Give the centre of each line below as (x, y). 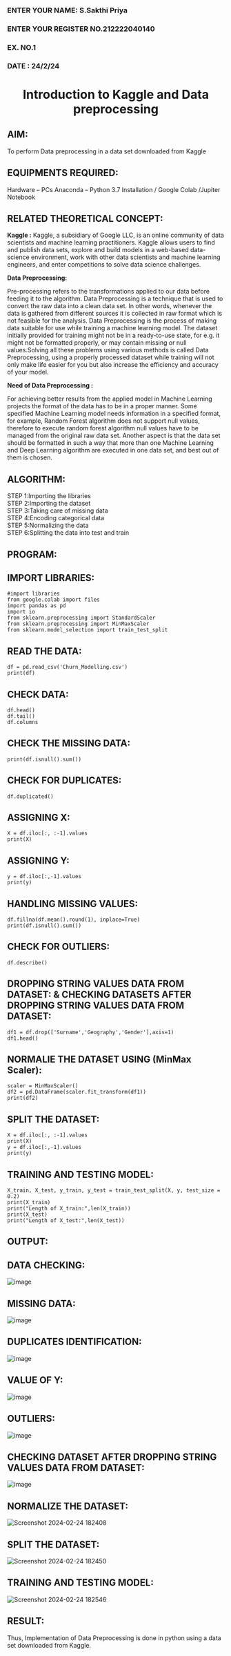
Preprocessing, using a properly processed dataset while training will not (111, 357)
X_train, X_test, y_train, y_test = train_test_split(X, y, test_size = (114, 1190)
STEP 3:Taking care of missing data (58, 511)
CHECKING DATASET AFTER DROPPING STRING (112, 1457)
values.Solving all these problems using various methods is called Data (108, 350)
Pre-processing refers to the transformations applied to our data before (109, 292)
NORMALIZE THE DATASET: (68, 1506)
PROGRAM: (32, 554)
